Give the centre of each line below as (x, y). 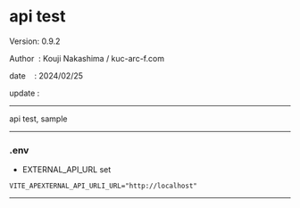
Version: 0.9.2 (35, 41)
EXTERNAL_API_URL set (67, 170)
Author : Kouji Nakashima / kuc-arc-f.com (87, 58)
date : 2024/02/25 (46, 75)
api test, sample (38, 119)
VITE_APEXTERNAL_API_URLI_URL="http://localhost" (104, 186)
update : (25, 93)
